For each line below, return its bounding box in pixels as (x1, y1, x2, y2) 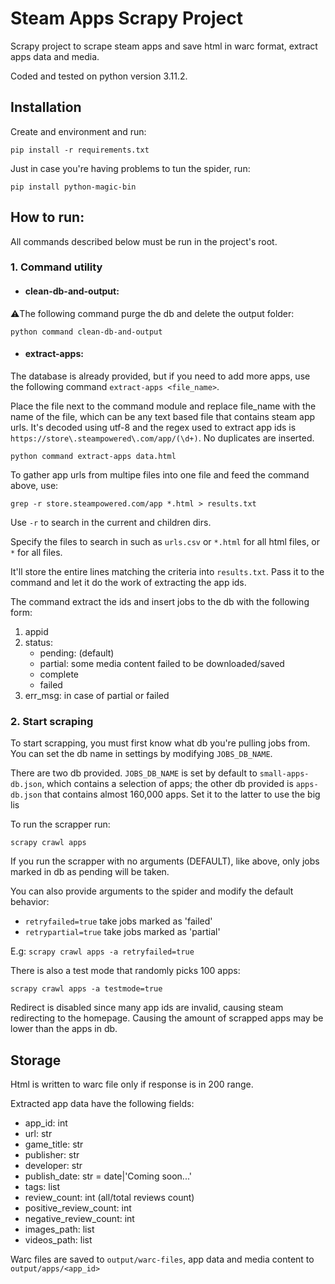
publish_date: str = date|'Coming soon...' (24, 1170, 193, 1182)
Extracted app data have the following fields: (10, 1098, 195, 1109)
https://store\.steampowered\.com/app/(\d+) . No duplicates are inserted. (10, 432, 315, 444)
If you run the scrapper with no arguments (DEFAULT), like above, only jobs (10, 855, 320, 867)
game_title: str (24, 1138, 84, 1150)
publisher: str (24, 1149, 80, 1161)
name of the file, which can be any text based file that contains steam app (10, 410, 316, 422)
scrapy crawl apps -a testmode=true (10, 984, 163, 994)
